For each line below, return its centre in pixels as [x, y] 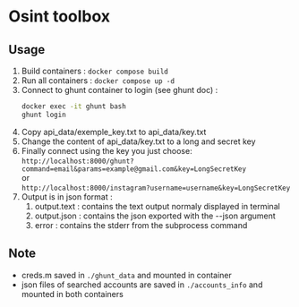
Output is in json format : [67, 196]
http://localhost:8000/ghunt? [78, 161]
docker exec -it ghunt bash [73, 107]
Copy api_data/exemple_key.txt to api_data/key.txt [114, 132]
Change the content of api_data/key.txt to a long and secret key [138, 141]
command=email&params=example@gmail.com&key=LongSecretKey [134, 169]
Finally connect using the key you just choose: [107, 150]
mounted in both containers [73, 294]
